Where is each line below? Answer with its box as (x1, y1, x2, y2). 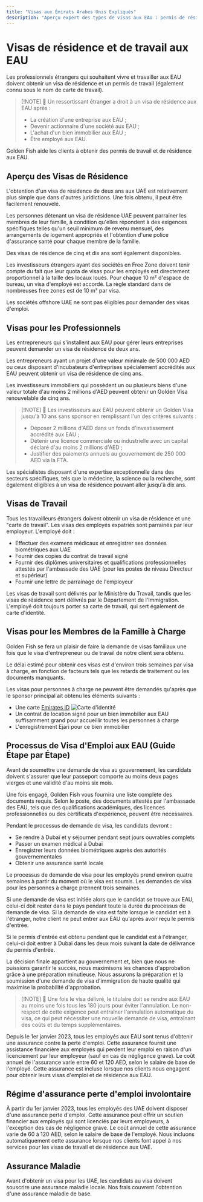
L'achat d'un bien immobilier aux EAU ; (30, 129, 127, 136)
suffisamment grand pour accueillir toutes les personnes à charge (14, 716, 179, 724)
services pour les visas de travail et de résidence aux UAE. (6, 1143, 152, 1151)
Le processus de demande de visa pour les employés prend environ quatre (6, 871, 193, 878)
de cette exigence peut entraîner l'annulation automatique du (41, 1008, 194, 1015)
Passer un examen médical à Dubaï (14, 840, 103, 847)
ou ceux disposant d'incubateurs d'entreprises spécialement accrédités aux (6, 364, 195, 371)
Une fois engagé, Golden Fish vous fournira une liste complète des (6, 791, 172, 798)
